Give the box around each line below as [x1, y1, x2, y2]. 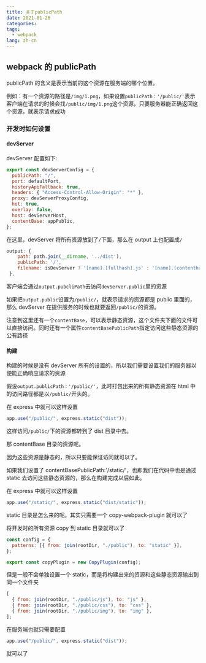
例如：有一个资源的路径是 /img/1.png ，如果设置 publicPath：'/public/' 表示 [6, 92, 196, 99]
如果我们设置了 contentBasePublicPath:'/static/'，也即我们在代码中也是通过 [6, 467, 197, 474]
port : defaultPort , [12, 178, 62, 184]
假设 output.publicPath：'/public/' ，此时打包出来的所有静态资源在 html [6, 382, 189, 390]
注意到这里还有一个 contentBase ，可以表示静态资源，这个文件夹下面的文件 [6, 316, 193, 324]
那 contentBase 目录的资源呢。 [6, 440, 85, 448]
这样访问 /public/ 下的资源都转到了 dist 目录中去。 [6, 427, 132, 435]
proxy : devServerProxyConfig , [12, 195, 89, 201]
